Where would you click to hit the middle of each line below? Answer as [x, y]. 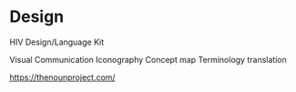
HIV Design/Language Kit [57, 42]
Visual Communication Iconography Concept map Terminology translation [148, 59]
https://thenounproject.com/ [62, 77]
